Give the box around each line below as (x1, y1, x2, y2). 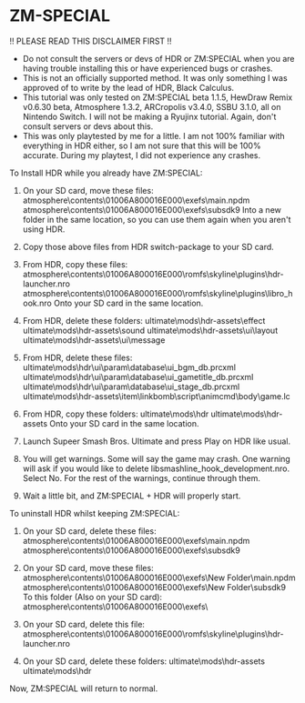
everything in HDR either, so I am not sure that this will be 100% (22, 140, 261, 151)
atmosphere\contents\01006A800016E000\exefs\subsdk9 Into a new (22, 204, 282, 215)
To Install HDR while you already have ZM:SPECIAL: (9, 167, 203, 178)
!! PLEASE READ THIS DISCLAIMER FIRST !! (9, 35, 172, 46)
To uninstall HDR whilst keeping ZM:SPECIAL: (9, 507, 180, 518)
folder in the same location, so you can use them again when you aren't (22, 214, 291, 225)
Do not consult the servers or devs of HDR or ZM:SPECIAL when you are (22, 53, 295, 64)
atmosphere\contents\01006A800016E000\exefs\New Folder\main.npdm (22, 572, 296, 583)
